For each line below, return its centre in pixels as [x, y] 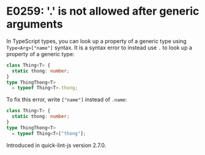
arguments [35, 24]
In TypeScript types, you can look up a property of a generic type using [96, 41]
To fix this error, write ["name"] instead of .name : [67, 99]
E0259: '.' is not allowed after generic [103, 11]
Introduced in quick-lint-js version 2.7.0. [56, 145]
